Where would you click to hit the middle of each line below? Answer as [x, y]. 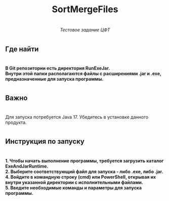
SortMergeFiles [85, 9]
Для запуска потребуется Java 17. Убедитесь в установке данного [77, 117]
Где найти [22, 49]
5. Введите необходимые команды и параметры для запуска [74, 188]
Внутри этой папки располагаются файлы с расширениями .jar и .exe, [83, 73]
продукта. [16, 122]
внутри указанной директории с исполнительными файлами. [74, 182]
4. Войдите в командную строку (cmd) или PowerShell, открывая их [80, 177]
